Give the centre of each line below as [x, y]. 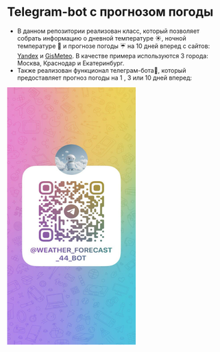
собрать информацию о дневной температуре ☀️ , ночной [101, 38]
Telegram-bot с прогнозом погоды [110, 12]
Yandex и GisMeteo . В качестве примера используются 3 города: [113, 56]
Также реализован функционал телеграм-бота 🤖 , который [101, 70]
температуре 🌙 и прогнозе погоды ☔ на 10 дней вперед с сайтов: [113, 46]
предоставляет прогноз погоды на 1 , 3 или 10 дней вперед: [105, 78]
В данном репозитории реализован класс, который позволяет [108, 31]
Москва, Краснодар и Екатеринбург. [71, 63]
